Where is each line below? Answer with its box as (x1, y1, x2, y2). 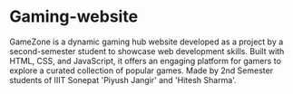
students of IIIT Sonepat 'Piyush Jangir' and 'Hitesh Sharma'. (9, 74, 238, 85)
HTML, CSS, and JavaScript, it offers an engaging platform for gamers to (9, 55, 281, 66)
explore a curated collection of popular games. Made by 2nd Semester (9, 65, 274, 76)
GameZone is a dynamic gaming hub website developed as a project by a (9, 36, 284, 47)
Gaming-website (9, 6, 139, 27)
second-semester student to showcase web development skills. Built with (9, 45, 285, 56)
